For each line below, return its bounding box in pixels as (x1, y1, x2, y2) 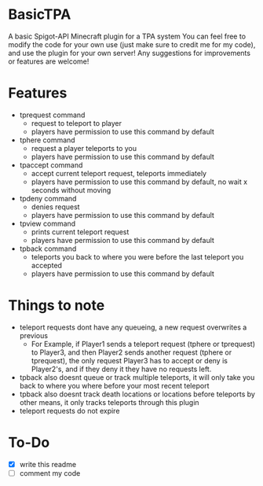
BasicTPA (8, 6, 71, 24)
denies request (31, 202, 80, 212)
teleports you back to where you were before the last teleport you (31, 252, 244, 261)
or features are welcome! (8, 57, 89, 66)
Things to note (8, 296, 105, 315)
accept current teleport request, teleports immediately (31, 168, 206, 178)
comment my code (19, 468, 81, 477)
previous (19, 330, 49, 340)
